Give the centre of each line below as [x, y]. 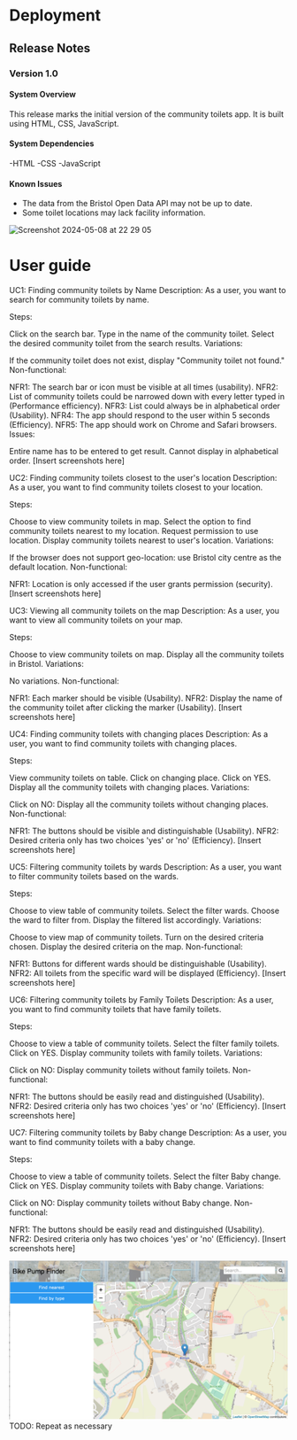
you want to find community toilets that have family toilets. [115, 1010]
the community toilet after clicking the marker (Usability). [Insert [126, 708]
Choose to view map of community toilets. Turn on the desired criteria [137, 937]
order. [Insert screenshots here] [67, 461]
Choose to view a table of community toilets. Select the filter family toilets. [145, 1044]
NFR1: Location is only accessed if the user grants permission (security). [141, 585]
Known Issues [36, 183]
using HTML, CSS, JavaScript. [64, 123]
